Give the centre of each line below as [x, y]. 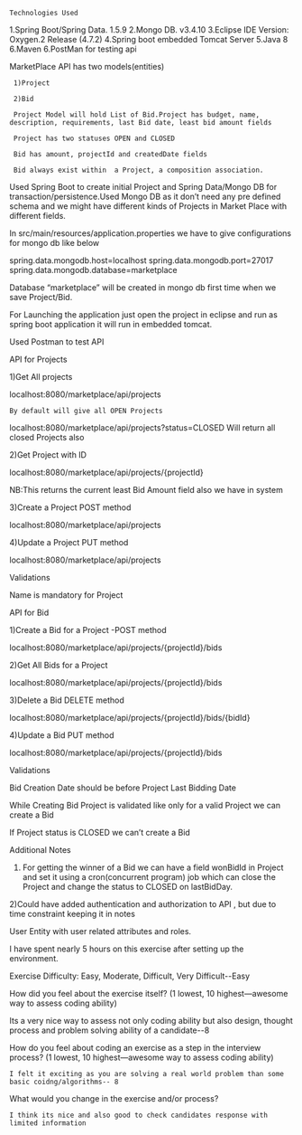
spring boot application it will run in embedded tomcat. [111, 324]
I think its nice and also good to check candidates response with [139, 1115]
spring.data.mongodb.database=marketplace [93, 270]
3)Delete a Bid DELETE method [67, 700]
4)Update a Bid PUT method [62, 735]
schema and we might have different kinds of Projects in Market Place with [148, 206]
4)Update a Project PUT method [69, 542]
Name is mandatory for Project [66, 595]
